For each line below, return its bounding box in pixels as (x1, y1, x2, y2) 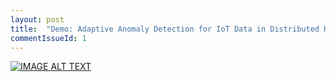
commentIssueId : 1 (10, 33, 87, 43)
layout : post (10, 14, 65, 25)
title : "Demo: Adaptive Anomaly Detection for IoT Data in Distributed (10, 24, 320, 34)
